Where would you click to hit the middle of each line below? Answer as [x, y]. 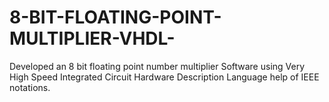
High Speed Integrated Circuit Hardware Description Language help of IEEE [164, 77]
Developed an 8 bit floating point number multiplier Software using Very [157, 66]
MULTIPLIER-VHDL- [92, 38]
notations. [30, 87]
